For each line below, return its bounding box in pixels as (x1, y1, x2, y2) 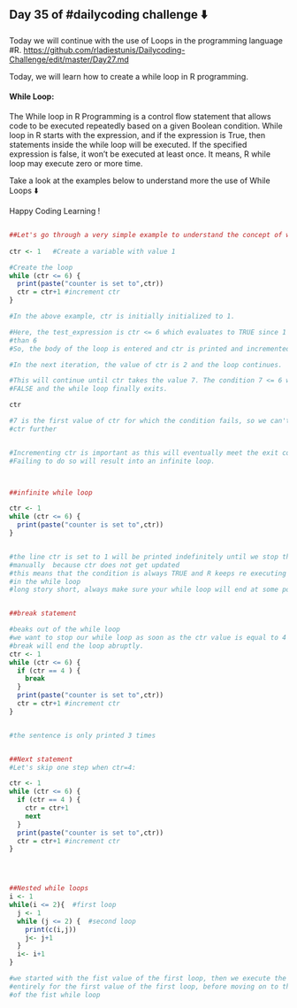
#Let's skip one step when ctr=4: (9, 763, 137, 772)
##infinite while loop (9, 488, 93, 497)
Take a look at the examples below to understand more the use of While (9, 175, 271, 186)
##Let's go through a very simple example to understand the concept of (9, 231, 283, 240)
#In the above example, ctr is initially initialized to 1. (9, 312, 236, 321)
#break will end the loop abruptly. (9, 641, 144, 650)
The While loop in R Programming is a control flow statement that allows (9, 112, 271, 122)
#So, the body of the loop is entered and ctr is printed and (9, 344, 243, 353)
